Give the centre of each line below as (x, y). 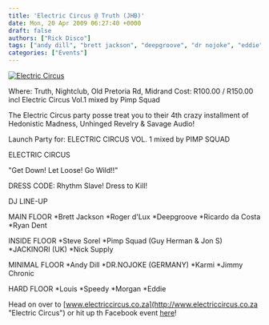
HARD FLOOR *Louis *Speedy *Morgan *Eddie (87, 289)
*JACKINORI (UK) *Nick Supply (61, 249)
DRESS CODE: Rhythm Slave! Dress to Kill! (78, 186)
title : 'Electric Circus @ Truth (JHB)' (77, 16)
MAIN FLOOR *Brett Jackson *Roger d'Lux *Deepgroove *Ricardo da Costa (134, 217)
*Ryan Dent (28, 225)
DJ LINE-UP (28, 201)
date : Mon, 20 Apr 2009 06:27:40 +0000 (75, 23)
